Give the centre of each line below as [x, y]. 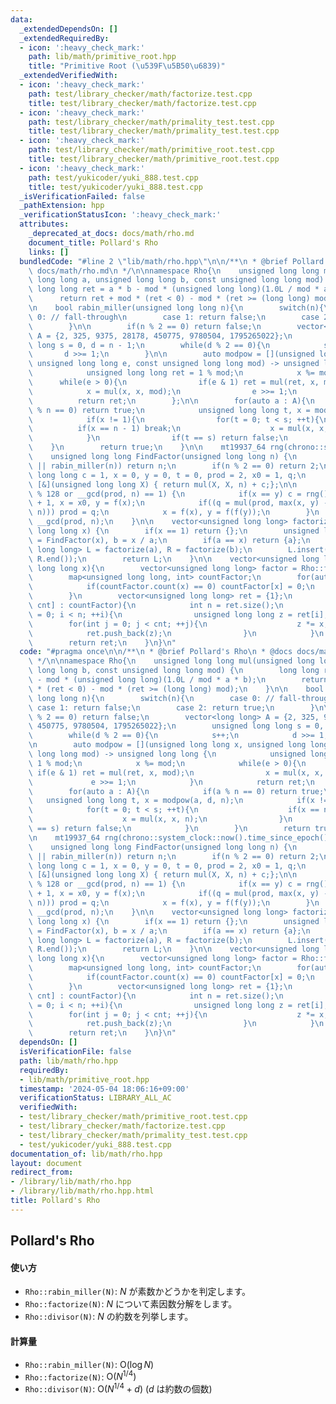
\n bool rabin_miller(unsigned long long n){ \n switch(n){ [176, 308]
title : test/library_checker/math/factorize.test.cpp [142, 103]
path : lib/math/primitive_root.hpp [102, 57]
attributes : [44, 224]
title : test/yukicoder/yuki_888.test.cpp [115, 187]
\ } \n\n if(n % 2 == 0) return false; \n [145, 326]
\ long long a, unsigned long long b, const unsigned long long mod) [176, 280]
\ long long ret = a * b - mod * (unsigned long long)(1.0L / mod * [174, 289]
